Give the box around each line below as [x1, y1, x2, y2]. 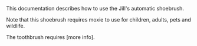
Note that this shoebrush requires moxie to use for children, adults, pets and [6, 16, 192, 23]
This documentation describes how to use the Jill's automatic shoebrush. [6, 5, 185, 12]
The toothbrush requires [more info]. [6, 34, 95, 40]
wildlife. [6, 23, 25, 29]
